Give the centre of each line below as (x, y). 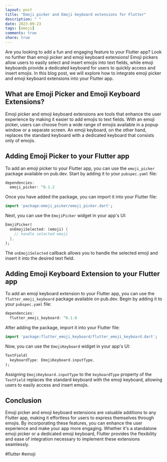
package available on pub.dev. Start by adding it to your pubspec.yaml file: (81, 173)
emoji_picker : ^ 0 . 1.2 (32, 187)
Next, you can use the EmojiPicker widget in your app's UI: (66, 216)
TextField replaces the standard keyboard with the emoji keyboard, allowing (84, 380)
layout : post (19, 10)
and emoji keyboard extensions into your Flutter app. (59, 78)
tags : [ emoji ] (20, 28)
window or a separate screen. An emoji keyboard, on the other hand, (76, 130)
